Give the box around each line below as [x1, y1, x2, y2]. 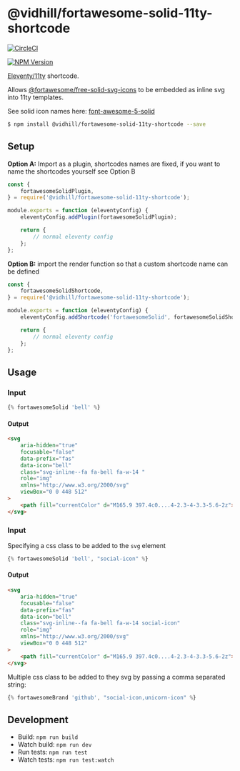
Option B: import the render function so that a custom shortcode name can [7, 259, 229, 268]
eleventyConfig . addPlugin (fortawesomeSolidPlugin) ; [20, 214, 177, 221]
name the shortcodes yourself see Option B [7, 166, 136, 176]
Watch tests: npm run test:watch [17, 755, 114, 764]
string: [7, 680, 26, 689]
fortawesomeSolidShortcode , [20, 287, 104, 294]
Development [7, 713, 69, 726]
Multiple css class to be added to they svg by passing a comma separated [7, 672, 226, 681]
